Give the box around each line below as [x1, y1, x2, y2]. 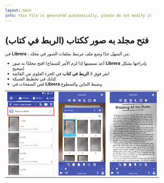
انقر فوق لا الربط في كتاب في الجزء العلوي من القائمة [12, 71, 110, 77]
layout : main [5, 8, 32, 13]
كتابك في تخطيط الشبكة [12, 76, 56, 82]
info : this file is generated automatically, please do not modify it [5, 13, 152, 18]
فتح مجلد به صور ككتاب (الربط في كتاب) [5, 35, 149, 46]
